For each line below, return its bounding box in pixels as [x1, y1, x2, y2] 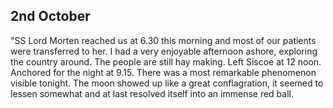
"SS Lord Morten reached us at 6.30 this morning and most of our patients [10, 34, 317, 46]
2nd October [10, 8, 91, 25]
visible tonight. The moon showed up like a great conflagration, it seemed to [10, 77, 324, 89]
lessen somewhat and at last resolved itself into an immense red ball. [10, 87, 295, 99]
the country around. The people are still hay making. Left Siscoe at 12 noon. [10, 55, 322, 68]
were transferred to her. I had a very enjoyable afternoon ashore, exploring [10, 45, 318, 57]
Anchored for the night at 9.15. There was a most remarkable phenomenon [10, 66, 317, 78]
